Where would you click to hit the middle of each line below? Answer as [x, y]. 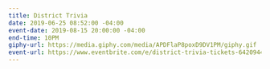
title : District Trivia [48, 15]
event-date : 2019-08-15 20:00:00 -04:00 [77, 30]
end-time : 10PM [34, 38]
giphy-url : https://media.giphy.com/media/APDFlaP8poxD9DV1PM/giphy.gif [133, 45]
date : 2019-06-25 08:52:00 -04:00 [66, 23]
